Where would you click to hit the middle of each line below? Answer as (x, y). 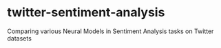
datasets (20, 38)
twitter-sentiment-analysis (86, 13)
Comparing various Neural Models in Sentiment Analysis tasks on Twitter (110, 31)
